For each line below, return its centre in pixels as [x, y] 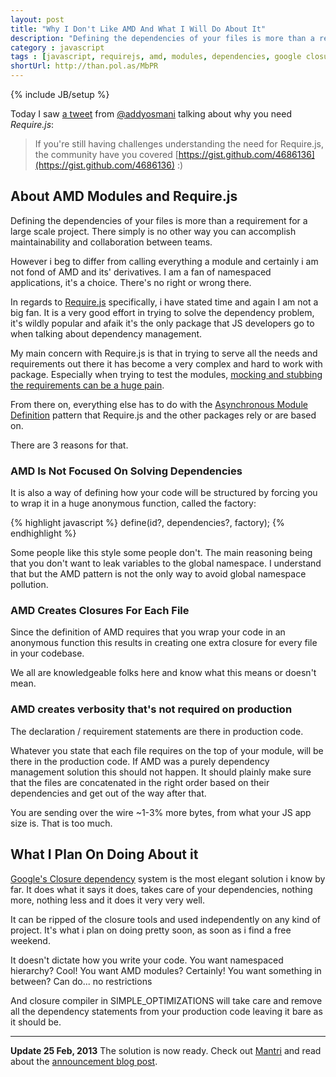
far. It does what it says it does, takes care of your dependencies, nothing [161, 889]
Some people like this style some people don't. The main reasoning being [161, 553]
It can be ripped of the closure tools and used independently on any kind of [165, 919]
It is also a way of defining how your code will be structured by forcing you [164, 493]
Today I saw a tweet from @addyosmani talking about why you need [151, 114]
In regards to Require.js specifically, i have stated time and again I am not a [164, 302]
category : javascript [57, 47]
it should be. [36, 1022]
